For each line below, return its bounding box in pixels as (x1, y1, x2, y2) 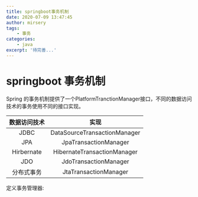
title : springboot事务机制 (6, 8, 69, 15)
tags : (6, 25, 20, 31)
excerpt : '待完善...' (6, 47, 57, 53)
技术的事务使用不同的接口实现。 (6, 102, 84, 109)
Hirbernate (11, 147, 43, 156)
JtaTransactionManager (62, 167, 129, 176)
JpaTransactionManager (61, 138, 129, 146)
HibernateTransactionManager (53, 147, 138, 156)
